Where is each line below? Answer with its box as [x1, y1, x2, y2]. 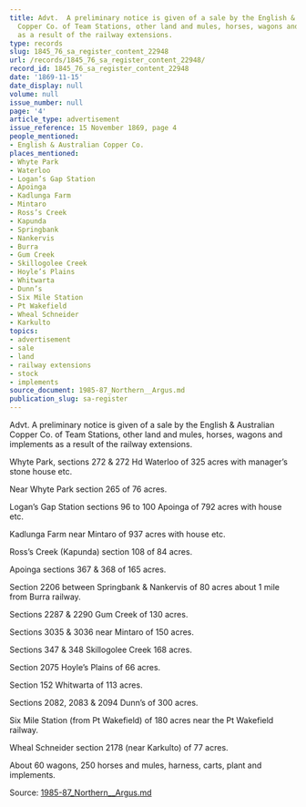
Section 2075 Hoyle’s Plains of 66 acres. [9, 662, 161, 672]
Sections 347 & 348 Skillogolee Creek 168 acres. [9, 644, 193, 655]
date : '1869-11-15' [9, 73, 84, 82]
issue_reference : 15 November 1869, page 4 [9, 124, 178, 133]
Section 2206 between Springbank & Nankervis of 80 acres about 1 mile [9, 582, 280, 592]
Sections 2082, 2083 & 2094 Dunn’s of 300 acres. [9, 698, 199, 708]
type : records [9, 38, 64, 48]
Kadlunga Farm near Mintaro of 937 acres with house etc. [9, 529, 226, 539]
